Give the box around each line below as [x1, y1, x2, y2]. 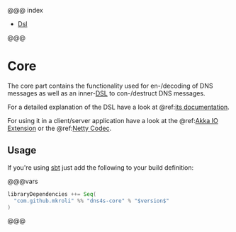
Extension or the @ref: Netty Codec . [7, 124, 112, 132]
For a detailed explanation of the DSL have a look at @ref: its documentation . [7, 103, 230, 111]
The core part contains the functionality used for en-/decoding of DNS [7, 81, 213, 90]
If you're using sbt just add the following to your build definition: [7, 163, 194, 172]
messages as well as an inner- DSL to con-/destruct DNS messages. [7, 88, 206, 98]
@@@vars [7, 177, 38, 185]
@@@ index [7, 6, 44, 14]
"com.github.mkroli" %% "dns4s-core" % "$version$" [13, 197, 170, 204]
